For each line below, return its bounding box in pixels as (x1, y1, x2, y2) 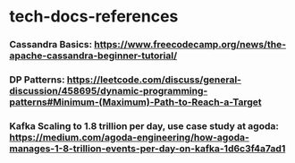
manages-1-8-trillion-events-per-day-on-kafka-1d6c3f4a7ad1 (9, 142, 286, 154)
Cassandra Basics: (9, 39, 92, 51)
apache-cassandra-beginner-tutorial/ (9, 49, 178, 62)
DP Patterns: (9, 73, 65, 86)
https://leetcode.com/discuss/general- (66, 73, 241, 86)
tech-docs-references (9, 6, 179, 27)
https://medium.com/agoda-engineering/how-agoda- (9, 131, 250, 143)
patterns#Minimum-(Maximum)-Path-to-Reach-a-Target (9, 96, 262, 108)
